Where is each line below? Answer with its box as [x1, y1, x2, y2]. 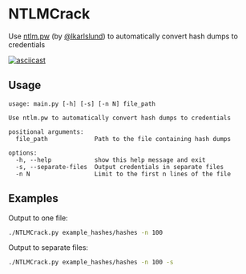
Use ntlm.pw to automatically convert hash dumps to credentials [8, 114, 231, 122]
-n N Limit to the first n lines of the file [15, 170, 231, 178]
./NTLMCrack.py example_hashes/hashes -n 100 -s [8, 258, 174, 267]
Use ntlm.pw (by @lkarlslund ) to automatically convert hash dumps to [8, 31, 239, 41]
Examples [8, 191, 58, 205]
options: [8, 149, 38, 157]
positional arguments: [8, 127, 84, 136]
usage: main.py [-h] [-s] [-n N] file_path [8, 99, 156, 108]
